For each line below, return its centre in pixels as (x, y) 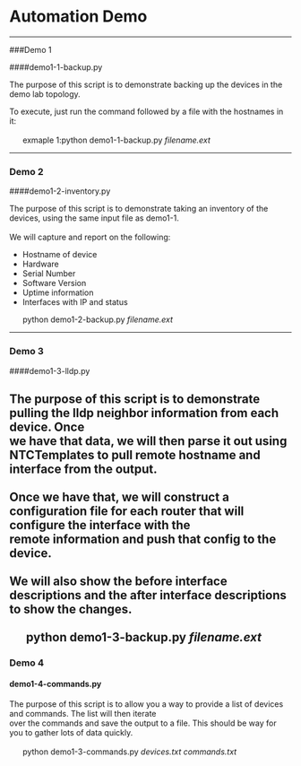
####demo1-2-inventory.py (60, 191)
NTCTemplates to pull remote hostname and (135, 455)
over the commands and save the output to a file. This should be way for (143, 723)
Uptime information (58, 292)
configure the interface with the (100, 525)
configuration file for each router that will (127, 511)
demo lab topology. (45, 94)
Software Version (54, 283)
